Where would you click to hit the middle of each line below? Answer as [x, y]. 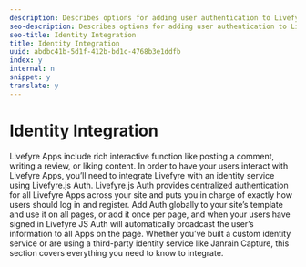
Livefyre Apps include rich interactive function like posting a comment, [142, 156]
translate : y [34, 86]
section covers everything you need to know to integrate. [117, 252]
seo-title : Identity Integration [73, 35]
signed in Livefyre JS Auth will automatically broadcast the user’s [132, 223]
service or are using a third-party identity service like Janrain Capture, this [149, 243]
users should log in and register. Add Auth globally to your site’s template [147, 204]
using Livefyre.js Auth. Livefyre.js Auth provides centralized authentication [149, 185]
